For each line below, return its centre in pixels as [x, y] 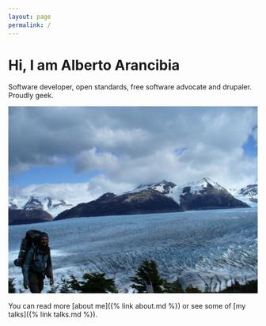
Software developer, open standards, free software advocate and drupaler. [130, 87]
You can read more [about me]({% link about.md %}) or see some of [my [127, 306]
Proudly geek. [31, 96]
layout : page [30, 17]
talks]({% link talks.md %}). [53, 315]
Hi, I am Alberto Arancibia [94, 65]
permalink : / [30, 25]
